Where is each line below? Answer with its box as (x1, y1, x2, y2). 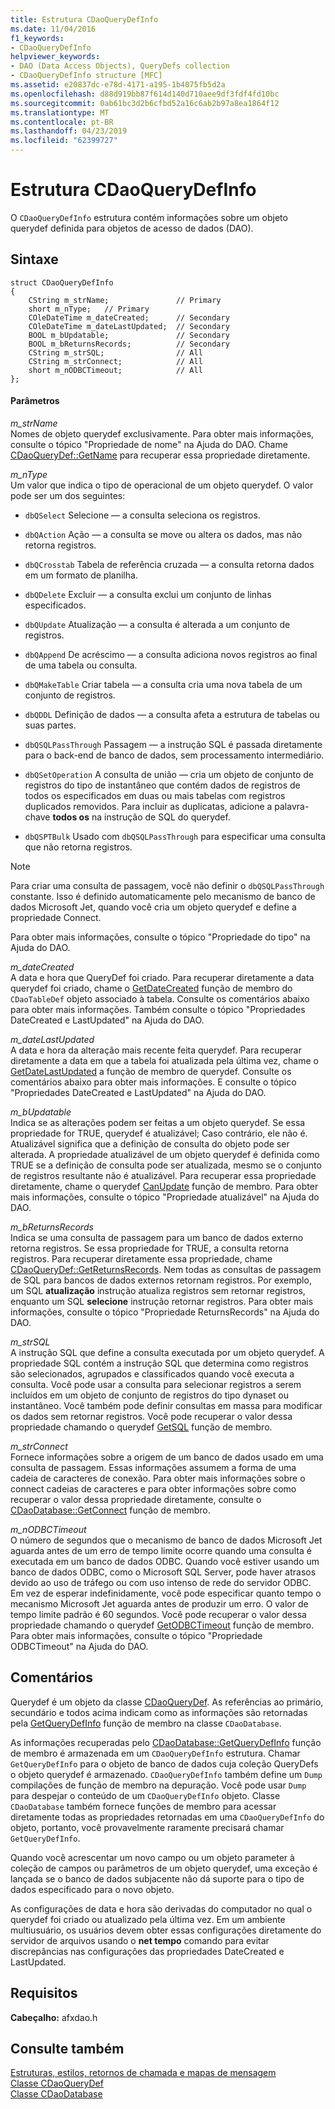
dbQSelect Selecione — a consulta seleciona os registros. (24, 509, 261, 521)
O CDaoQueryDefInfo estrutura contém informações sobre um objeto (10, 211, 288, 223)
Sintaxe (10, 251, 59, 268)
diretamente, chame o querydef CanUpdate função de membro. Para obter (10, 1180, 319, 1192)
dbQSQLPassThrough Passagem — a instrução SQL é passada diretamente (24, 738, 323, 750)
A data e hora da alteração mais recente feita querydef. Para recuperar (10, 1044, 302, 1056)
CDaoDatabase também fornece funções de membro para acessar (10, 1800, 277, 1812)
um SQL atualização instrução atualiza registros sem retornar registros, (10, 1284, 306, 1296)
